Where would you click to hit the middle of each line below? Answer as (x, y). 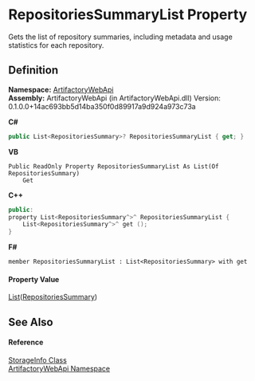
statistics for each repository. (56, 45)
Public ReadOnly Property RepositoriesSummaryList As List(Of (114, 166)
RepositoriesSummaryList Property (128, 15)
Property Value (34, 279)
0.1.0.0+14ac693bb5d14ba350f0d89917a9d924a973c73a (102, 106)
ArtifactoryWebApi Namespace (59, 368)
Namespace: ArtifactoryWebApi (61, 89)
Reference (26, 342)
